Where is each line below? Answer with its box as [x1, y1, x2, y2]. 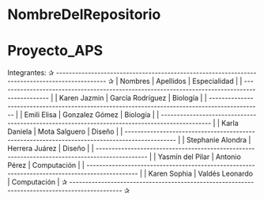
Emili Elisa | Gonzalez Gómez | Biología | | [24, 110, 160, 119]
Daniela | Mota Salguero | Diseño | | [7, 127, 123, 136]
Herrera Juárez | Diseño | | [7, 144, 94, 154]
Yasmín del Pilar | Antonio [157, 152, 242, 161]
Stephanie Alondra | [186, 135, 251, 145]
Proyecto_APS [7, 42, 104, 60]
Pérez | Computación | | [7, 161, 85, 170]
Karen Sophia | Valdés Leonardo [148, 169, 254, 179]
